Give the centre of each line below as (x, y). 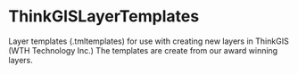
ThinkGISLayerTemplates (104, 16)
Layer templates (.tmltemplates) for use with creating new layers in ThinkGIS (149, 41)
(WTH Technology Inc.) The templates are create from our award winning (143, 50)
